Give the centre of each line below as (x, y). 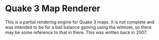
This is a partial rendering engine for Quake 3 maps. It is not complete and (80, 22)
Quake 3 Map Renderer (53, 9)
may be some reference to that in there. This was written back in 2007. (76, 32)
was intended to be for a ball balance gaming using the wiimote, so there (78, 27)
